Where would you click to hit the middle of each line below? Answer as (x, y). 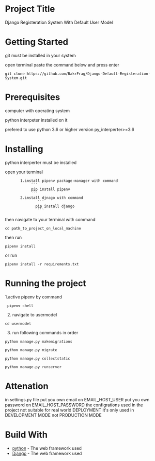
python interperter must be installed (41, 162)
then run (14, 237)
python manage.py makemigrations (39, 341)
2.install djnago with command (52, 198)
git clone (15, 74)
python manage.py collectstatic (38, 358)
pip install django (55, 206)
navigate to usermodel (34, 314)
